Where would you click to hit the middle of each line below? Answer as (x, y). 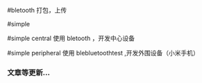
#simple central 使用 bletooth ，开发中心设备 (71, 38)
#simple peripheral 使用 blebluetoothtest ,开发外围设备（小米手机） (103, 53)
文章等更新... (29, 73)
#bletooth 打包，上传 (37, 10)
